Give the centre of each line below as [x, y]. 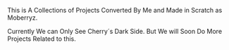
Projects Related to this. [42, 39]
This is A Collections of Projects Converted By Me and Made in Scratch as [115, 10]
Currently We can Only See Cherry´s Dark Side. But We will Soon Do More [115, 31]
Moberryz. [23, 18]
